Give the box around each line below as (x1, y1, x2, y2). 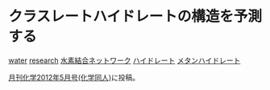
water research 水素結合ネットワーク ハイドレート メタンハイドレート (8, 55, 241, 65)
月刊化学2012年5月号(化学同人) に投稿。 (8, 72, 140, 82)
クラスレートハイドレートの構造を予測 (8, 7, 262, 26)
